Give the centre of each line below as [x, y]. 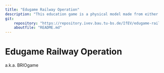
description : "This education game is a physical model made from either [82, 14]
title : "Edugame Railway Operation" [42, 9]
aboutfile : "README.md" [38, 28]
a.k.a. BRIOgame [22, 65]
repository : [26, 23]
